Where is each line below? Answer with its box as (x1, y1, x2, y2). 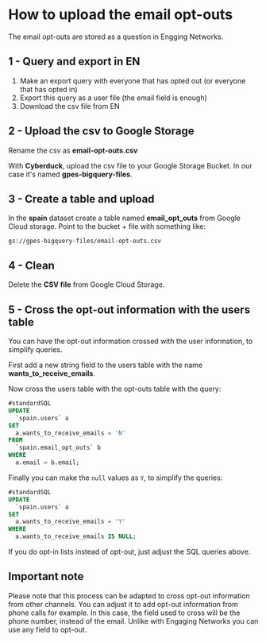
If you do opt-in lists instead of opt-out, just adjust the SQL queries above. (8, 547, 251, 556)
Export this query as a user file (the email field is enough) (19, 93, 208, 102)
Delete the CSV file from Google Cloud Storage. (8, 280, 165, 289)
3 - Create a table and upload (8, 192, 155, 206)
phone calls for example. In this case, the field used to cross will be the (8, 608, 241, 617)
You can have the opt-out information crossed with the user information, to (8, 336, 253, 346)
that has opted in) (19, 84, 78, 94)
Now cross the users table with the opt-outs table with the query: (8, 384, 222, 393)
